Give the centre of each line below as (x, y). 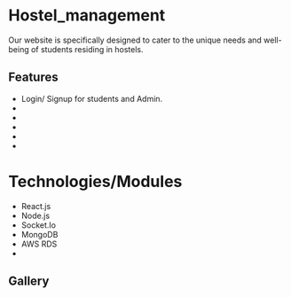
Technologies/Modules (95, 181)
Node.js (35, 215)
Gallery (29, 281)
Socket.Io (39, 225)
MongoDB (39, 234)
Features (33, 78)
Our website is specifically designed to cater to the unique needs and (135, 40)
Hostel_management (87, 16)
